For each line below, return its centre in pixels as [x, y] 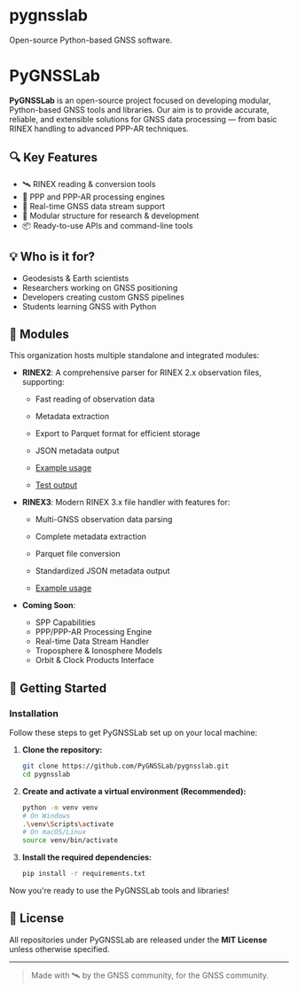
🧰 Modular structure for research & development [110, 215]
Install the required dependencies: [87, 857]
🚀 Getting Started [58, 688]
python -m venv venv [60, 808]
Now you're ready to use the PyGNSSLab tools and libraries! [119, 890]
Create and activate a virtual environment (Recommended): [134, 791]
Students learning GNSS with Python [89, 306]
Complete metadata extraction [91, 536]
